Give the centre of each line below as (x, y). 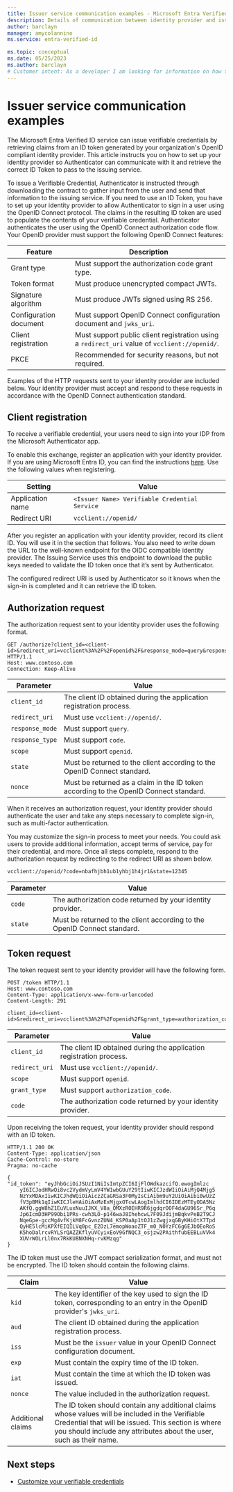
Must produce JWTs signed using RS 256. (144, 299)
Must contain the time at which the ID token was (133, 1374)
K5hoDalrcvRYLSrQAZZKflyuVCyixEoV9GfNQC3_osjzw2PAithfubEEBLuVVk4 (118, 1233)
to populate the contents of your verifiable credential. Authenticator (103, 220)
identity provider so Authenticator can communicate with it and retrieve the (114, 162)
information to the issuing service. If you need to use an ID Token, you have (115, 197)
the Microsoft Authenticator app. (54, 441)
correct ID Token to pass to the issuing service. (75, 169)
